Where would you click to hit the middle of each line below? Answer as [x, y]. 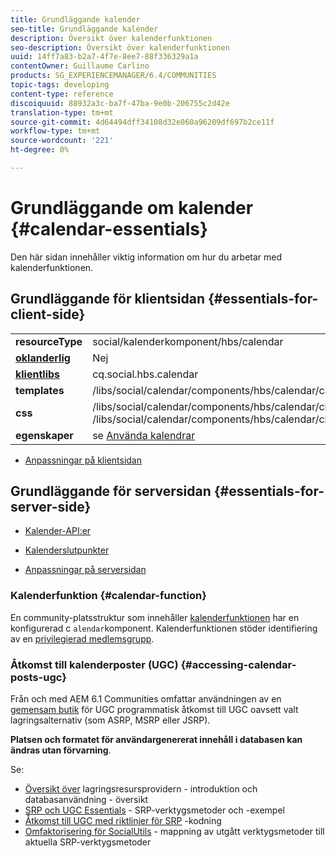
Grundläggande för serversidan [111, 491]
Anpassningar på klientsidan [83, 460]
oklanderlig [43, 358]
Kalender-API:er [58, 531]
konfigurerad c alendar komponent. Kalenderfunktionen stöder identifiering [164, 628]
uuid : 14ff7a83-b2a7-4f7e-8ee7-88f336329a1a [104, 57]
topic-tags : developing [60, 85]
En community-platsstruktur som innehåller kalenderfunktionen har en [155, 617]
